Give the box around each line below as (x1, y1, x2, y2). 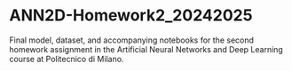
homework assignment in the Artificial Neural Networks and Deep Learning (9, 43, 284, 54)
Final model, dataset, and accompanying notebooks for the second (9, 35, 255, 45)
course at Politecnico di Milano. (9, 53, 124, 64)
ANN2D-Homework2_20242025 (9, 5, 253, 26)
